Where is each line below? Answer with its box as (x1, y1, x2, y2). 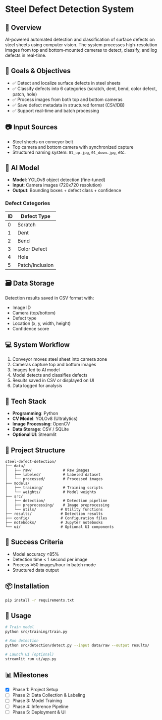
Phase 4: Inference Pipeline (12, 703, 69, 710)
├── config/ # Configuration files (5, 515, 108, 520)
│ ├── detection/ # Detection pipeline (5, 498, 108, 503)
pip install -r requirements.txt (5, 598, 74, 603)
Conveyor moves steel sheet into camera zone (12, 356, 108, 362)
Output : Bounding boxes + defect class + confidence (12, 188, 121, 194)
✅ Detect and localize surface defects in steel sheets (12, 80, 121, 86)
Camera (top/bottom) (12, 309, 56, 315)
